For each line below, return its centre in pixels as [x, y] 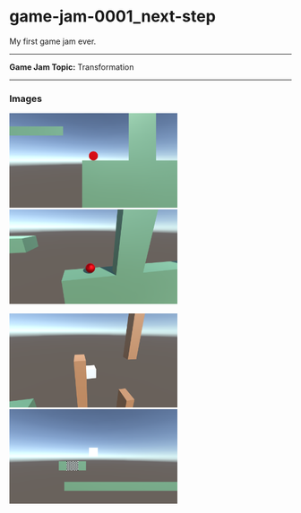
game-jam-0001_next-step [113, 17]
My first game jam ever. [53, 41]
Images [26, 98]
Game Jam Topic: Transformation [72, 67]
